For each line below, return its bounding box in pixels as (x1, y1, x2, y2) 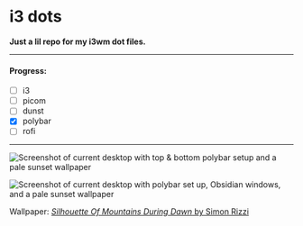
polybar (22, 115, 51, 127)
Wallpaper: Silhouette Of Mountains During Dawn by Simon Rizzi (9, 206, 250, 217)
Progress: (9, 65, 47, 76)
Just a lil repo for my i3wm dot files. (9, 36, 146, 47)
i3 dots (9, 6, 62, 27)
